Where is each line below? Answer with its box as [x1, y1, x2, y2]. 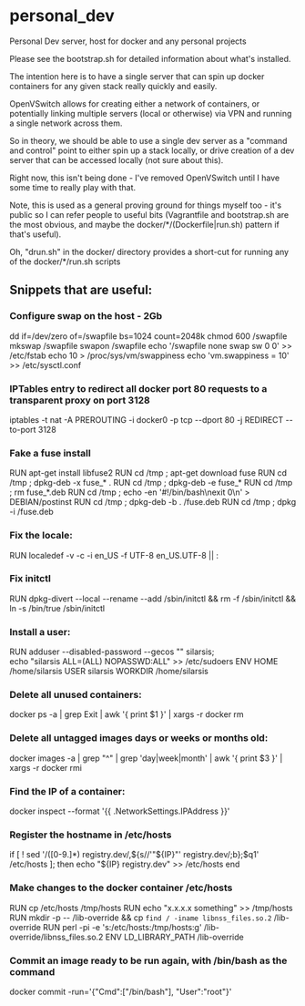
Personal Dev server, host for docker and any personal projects [9, 36, 248, 46]
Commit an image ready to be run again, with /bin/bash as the [9, 954, 288, 967]
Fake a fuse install [9, 447, 91, 459]
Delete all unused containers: [9, 689, 143, 702]
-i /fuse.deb [9, 507, 55, 518]
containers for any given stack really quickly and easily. [9, 80, 218, 91]
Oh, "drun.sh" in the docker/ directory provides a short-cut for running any [9, 246, 290, 257]
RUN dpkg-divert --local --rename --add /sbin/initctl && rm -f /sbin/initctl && [9, 593, 297, 604]
